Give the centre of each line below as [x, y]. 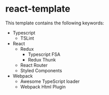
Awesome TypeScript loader [50, 81]
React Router [34, 65]
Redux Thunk [42, 59]
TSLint [27, 38]
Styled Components [41, 70]
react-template [38, 9]
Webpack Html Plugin [43, 86]
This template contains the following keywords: [55, 23]
